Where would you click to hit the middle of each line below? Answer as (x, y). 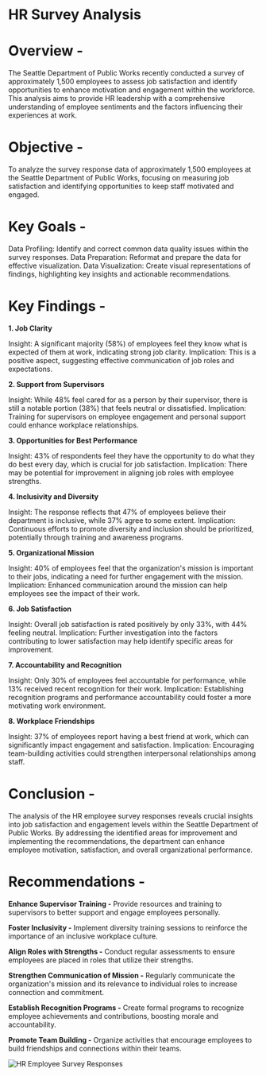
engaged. (24, 195)
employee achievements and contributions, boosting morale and (114, 1016)
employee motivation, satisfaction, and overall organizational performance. (131, 850)
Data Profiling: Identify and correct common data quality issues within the (128, 249)
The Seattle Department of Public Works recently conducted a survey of (126, 73)
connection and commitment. (56, 992)
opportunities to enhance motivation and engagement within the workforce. (132, 90)
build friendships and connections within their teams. (95, 1048)
